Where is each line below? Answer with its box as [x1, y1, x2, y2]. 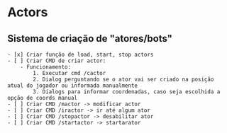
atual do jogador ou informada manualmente [7, 82, 138, 89]
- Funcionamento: [20, 64, 72, 71]
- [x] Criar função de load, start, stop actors [7, 51, 154, 58]
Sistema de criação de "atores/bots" [7, 33, 172, 45]
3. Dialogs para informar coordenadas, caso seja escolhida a [33, 88, 221, 96]
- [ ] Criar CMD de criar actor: [7, 57, 106, 64]
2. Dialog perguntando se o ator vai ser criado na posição [33, 76, 214, 83]
